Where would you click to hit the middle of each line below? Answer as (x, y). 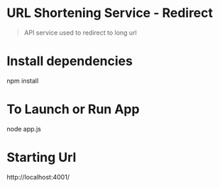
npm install (23, 81)
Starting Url (42, 158)
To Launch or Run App (73, 109)
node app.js (24, 129)
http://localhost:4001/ (38, 177)
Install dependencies (70, 61)
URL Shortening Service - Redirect (110, 13)
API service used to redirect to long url (80, 33)
